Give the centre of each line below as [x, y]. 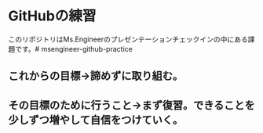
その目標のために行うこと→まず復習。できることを [131, 105]
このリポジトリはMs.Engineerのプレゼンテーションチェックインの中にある [128, 39]
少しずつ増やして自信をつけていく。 [95, 119]
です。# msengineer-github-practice [74, 49]
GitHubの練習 [52, 16]
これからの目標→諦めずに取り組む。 [96, 76]
